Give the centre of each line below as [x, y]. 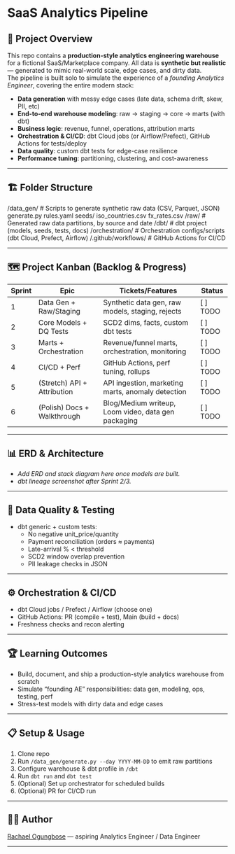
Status [212, 290]
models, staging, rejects [142, 311]
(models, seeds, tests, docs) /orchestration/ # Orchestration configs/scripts [116, 230]
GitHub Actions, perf [137, 363]
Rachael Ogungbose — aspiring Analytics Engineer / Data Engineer [104, 836]
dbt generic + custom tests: [57, 527]
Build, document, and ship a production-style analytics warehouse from [121, 674]
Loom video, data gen [139, 412]
